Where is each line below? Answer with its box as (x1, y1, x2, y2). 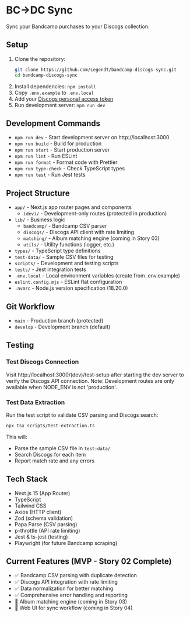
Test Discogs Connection (6, 358, 79, 366)
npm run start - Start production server (14, 146, 110, 153)
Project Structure (6, 188, 70, 198)
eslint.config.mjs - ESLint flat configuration (14, 279, 122, 286)
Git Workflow (6, 301, 55, 311)
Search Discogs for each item (14, 451, 86, 458)
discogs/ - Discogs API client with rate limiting (23, 229, 134, 236)
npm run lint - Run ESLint (14, 153, 78, 160)
